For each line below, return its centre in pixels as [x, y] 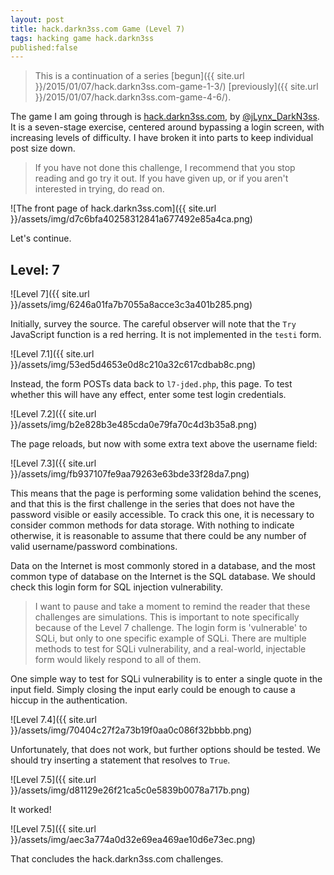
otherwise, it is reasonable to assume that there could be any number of [158, 536]
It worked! [31, 810]
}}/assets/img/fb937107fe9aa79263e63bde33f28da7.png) [130, 474]
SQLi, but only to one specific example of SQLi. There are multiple [170, 638]
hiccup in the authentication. [69, 700]
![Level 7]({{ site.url [50, 294]
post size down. [43, 148]
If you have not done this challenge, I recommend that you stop [165, 168]
